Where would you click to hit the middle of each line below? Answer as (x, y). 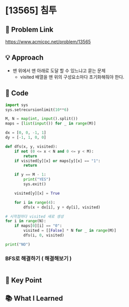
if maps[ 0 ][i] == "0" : (38, 226)
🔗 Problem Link (29, 29)
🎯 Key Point (24, 280)
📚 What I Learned (34, 298)
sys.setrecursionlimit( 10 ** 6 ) (37, 110)
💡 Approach (25, 58)
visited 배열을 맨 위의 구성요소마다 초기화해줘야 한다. (72, 77)
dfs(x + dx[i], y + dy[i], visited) (62, 207)
